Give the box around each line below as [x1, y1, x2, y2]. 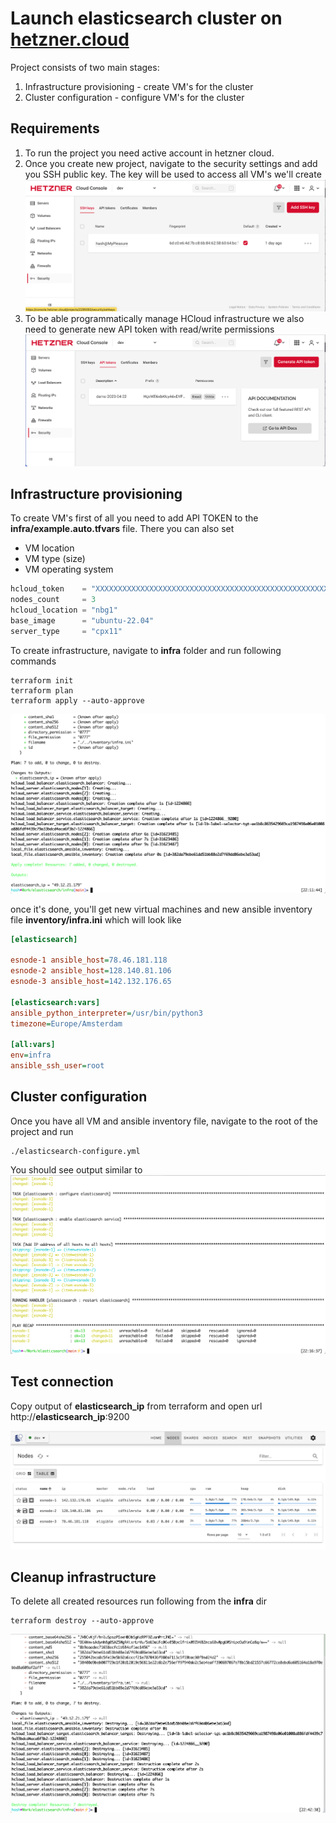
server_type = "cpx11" [10, 626, 123, 636]
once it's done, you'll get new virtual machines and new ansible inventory [10, 903, 313, 915]
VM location [24, 542, 75, 554]
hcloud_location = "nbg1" [10, 605, 118, 616]
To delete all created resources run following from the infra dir [10, 1595, 267, 1607]
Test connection [10, 1373, 114, 1391]
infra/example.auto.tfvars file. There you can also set [10, 523, 235, 535]
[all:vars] [10, 1040, 56, 1050]
